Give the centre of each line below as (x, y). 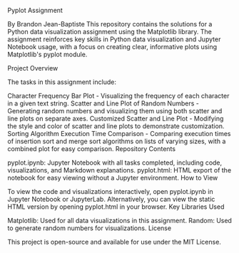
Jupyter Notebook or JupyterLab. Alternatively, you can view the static (111, 199)
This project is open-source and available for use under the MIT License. (114, 242)
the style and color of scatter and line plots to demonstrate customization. (116, 126)
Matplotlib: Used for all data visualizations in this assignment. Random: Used (119, 221)
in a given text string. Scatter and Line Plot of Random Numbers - (103, 103)
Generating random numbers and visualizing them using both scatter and (115, 111)
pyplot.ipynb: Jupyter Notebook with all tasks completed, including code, (115, 162)
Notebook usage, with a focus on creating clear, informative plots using (112, 47)
